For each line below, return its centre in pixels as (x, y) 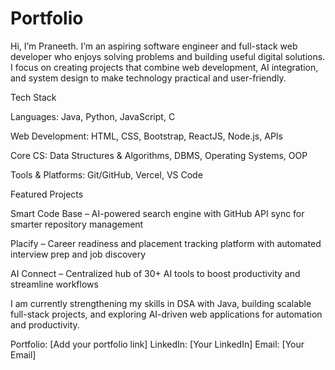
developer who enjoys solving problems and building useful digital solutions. (168, 56)
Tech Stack (33, 97)
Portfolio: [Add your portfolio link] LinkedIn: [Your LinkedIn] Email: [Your (157, 344)
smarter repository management (77, 224)
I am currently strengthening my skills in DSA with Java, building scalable (161, 303)
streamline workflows (54, 284)
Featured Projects (47, 194)
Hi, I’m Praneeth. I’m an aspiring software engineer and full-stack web (154, 46)
